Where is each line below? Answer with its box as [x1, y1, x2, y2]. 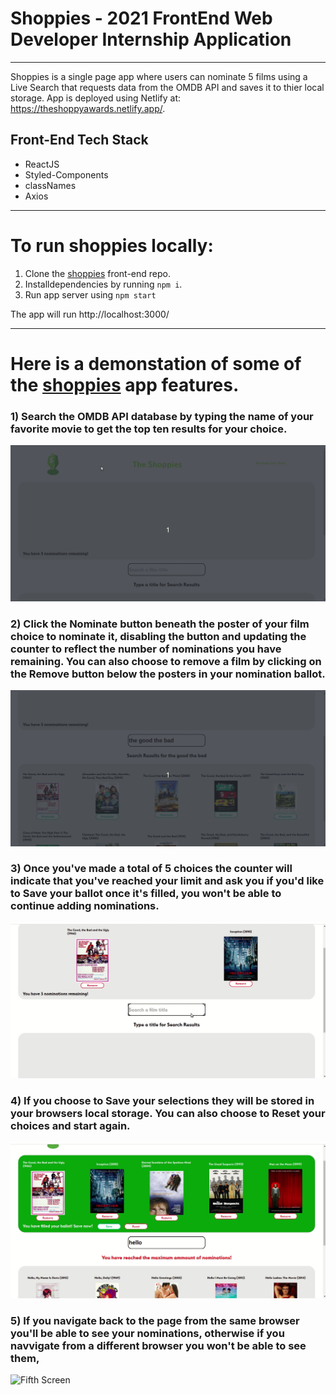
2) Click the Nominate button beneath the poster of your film [10, 617, 310, 631]
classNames [24, 179, 77, 191]
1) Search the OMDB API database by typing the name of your [10, 409, 314, 423]
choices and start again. [10, 1119, 131, 1133]
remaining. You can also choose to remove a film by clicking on [10, 654, 322, 668]
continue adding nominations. [10, 899, 160, 913]
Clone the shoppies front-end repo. [24, 267, 172, 279]
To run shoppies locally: [10, 234, 214, 257]
